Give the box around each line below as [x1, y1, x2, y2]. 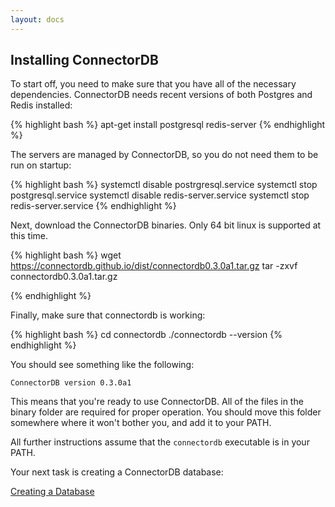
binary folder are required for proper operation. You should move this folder [10, 406, 322, 418]
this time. [10, 230, 49, 242]
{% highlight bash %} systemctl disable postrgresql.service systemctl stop [10, 179, 318, 191]
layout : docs [10, 14, 65, 25]
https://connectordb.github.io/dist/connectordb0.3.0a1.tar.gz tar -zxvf [10, 260, 298, 272]
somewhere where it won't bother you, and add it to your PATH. [10, 417, 272, 429]
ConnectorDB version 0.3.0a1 [10, 378, 132, 388]
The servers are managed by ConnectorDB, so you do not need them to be [10, 149, 319, 161]
